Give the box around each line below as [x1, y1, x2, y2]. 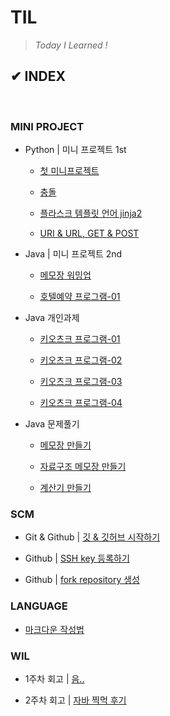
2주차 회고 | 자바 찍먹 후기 [24, 694, 127, 706]
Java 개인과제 [24, 312, 80, 324]
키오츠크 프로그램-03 [39, 376, 123, 388]
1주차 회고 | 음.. [24, 672, 85, 685]
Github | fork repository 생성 [24, 574, 140, 586]
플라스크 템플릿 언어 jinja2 [39, 207, 143, 220]
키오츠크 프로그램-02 [39, 354, 123, 366]
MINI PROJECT [10, 119, 85, 133]
